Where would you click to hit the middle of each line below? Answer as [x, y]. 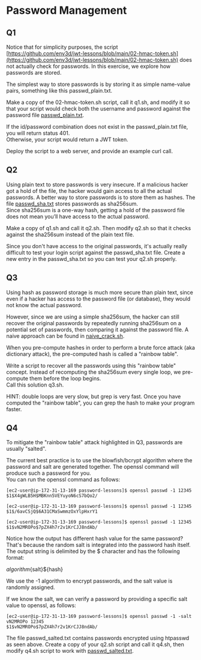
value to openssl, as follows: [41, 605]
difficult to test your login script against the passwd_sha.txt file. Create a [96, 252]
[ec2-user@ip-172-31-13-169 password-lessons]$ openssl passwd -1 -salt [99, 617]
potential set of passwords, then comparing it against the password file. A [97, 329]
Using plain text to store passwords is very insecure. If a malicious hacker [97, 185]
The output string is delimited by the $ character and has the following [93, 551]
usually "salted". [26, 449]
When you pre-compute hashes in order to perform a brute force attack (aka [100, 347]
